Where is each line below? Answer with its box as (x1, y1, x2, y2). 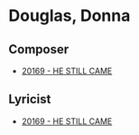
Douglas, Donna (8, 5, 131, 26)
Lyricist (8, 92, 51, 107)
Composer (8, 42, 69, 57)
